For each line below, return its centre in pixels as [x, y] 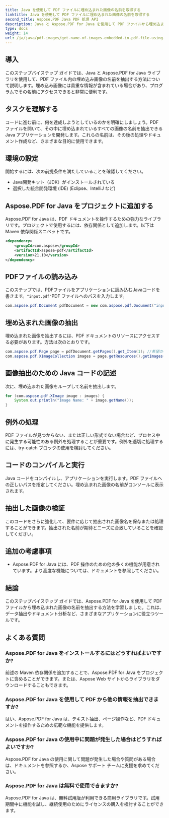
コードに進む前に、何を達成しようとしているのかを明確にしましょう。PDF [82, 122]
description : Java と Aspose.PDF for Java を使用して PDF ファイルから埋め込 [83, 24]
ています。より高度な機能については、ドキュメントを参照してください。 [87, 571]
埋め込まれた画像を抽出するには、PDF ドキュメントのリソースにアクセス [80, 336]
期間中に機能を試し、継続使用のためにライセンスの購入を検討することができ [84, 804]
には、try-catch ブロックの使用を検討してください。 [59, 448]
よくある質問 [25, 637]
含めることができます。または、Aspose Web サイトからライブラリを [85, 678]
